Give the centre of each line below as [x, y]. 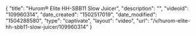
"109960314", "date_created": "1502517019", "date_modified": [81, 15]
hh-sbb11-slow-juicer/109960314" [47, 27]
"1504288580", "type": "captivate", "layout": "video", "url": [77, 21]
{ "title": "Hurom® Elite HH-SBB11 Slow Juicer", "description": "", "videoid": [97, 8]
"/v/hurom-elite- [170, 21]
